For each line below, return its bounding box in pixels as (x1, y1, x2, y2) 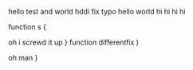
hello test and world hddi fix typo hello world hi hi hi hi (8, 7, 186, 16)
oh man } (8, 53, 38, 62)
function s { (8, 22, 46, 31)
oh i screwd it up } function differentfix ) (8, 37, 140, 47)
